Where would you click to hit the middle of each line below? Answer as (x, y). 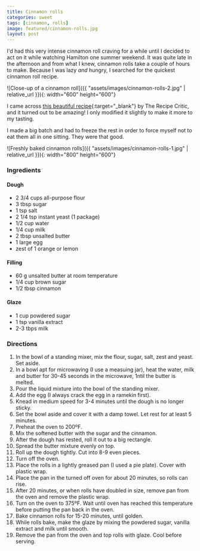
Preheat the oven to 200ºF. (49, 426)
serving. (25, 541)
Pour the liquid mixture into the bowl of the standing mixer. (87, 388)
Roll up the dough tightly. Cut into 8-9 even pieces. (78, 452)
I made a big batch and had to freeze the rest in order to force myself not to (100, 131)
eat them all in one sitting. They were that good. (65, 137)
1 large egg (29, 243)
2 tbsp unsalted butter (43, 236)
